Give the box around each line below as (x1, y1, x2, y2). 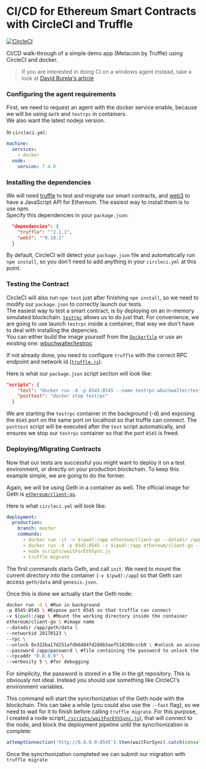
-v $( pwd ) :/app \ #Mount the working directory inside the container (6, 613, 188, 619)
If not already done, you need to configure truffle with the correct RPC (6, 351, 188, 358)
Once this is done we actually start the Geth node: (6, 590, 133, 597)
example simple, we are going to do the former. (6, 471, 126, 479)
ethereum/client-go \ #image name (6, 619, 95, 625)
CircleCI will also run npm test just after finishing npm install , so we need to (6, 293, 199, 301)
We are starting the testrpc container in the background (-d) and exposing (6, 410, 195, 417)
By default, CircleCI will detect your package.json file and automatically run (6, 252, 196, 259)
